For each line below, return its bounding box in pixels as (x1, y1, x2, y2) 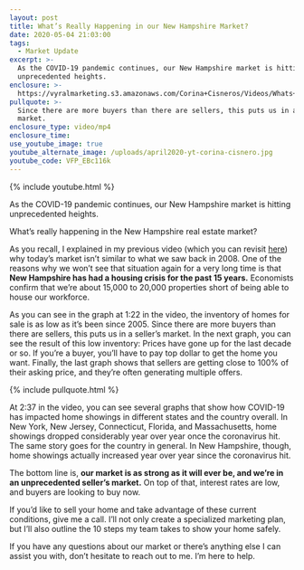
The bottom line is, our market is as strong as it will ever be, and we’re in (9, 467, 284, 478)
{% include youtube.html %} (9, 181, 115, 192)
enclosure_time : (9, 131, 71, 140)
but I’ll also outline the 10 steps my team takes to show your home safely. (9, 523, 281, 534)
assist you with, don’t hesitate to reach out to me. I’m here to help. (9, 550, 256, 561)
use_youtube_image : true (9, 139, 103, 148)
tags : (9, 38, 30, 48)
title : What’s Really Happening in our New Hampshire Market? (9, 22, 249, 31)
